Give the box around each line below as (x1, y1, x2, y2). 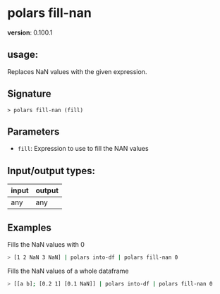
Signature (7, 88, 51, 100)
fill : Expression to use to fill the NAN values (17, 145, 149, 153)
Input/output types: (7, 164, 96, 177)
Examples (7, 221, 51, 233)
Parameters (7, 125, 60, 137)
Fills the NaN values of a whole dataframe (7, 267, 129, 275)
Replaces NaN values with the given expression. (7, 67, 147, 75)
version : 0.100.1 (7, 28, 53, 37)
